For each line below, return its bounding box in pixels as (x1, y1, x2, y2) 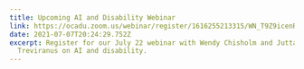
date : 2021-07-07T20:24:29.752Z (9, 30, 131, 39)
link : (9, 22, 30, 30)
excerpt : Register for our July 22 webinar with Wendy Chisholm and (9, 38, 273, 47)
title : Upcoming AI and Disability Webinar (9, 13, 176, 22)
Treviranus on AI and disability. (17, 47, 147, 56)
